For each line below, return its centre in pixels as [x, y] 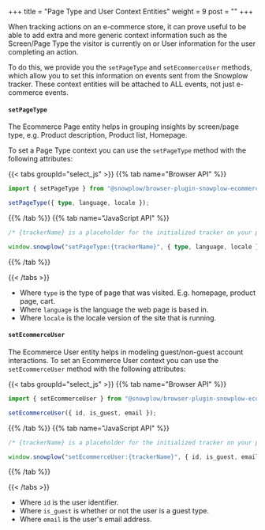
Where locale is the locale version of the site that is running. [118, 318]
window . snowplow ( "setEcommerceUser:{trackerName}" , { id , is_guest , [123, 457]
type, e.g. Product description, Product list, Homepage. [98, 135]
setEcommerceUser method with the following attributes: [97, 369]
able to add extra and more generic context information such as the [118, 35]
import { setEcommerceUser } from [65, 399]
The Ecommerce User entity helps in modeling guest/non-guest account [126, 352]
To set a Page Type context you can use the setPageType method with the [127, 150]
